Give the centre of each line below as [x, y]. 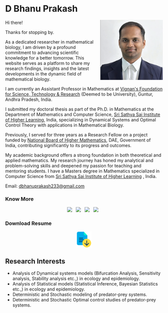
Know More [19, 199]
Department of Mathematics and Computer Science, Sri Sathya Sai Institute [83, 114]
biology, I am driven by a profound [40, 47]
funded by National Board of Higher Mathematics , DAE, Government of [78, 140]
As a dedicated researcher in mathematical [49, 42]
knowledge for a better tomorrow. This [45, 57]
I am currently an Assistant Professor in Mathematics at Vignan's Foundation [84, 88]
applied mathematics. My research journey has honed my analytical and [79, 160]
